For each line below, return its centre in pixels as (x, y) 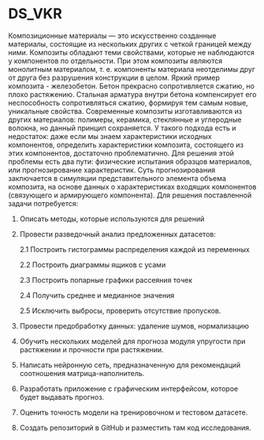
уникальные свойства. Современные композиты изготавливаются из (125, 111)
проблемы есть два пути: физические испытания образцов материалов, (130, 161)
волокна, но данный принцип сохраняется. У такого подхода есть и (122, 128)
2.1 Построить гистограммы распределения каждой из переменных (134, 249)
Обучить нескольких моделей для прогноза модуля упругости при (132, 341)
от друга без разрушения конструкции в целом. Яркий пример (114, 77)
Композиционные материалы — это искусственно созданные (112, 36)
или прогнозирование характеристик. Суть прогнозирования (112, 170)
